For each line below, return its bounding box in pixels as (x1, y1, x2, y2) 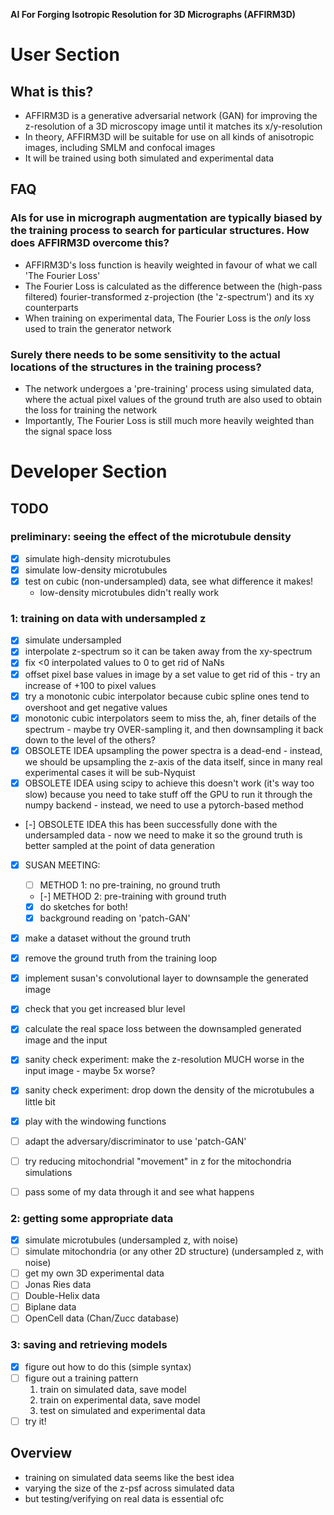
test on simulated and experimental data (39, 1404, 206, 1416)
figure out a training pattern (24, 1372, 139, 1384)
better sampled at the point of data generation (24, 839, 215, 851)
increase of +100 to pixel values (24, 679, 157, 691)
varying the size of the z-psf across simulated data (24, 1482, 235, 1494)
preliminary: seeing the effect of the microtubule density (10, 530, 292, 544)
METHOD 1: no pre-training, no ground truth (39, 879, 221, 891)
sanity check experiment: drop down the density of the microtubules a (24, 1084, 315, 1096)
